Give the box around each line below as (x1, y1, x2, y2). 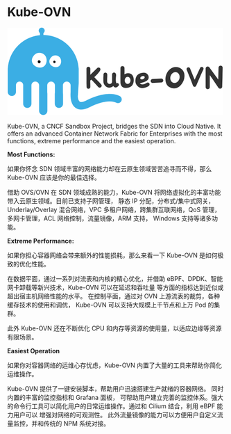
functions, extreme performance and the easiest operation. (7, 136, 176, 145)
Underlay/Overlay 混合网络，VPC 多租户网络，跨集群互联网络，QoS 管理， (7, 205, 221, 214)
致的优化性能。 (7, 259, 50, 268)
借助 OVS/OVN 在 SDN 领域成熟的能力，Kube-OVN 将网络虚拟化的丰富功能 (7, 188, 221, 196)
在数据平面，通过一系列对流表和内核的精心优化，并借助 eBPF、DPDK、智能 (7, 274, 223, 282)
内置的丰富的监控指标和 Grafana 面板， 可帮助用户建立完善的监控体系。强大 (7, 393, 224, 401)
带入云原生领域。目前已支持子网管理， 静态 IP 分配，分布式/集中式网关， (7, 196, 215, 205)
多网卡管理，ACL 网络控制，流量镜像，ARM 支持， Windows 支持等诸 (7, 214, 206, 223)
